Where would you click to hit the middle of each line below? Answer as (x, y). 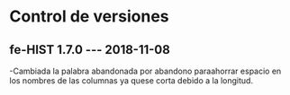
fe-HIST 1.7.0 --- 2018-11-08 (90, 50)
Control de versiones (89, 17)
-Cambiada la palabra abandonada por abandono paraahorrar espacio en (145, 71)
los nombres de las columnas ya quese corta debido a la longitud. (131, 81)
